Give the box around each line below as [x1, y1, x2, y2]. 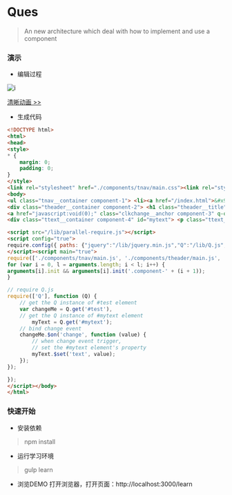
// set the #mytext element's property [32, 344, 147, 351]
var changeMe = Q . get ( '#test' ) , [19, 306, 113, 312]
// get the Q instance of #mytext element [19, 312, 144, 319]
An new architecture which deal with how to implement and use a [23, 27, 211, 35]
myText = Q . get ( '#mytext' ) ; [32, 319, 113, 326]
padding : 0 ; [19, 165, 54, 172]
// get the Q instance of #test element [19, 299, 137, 306]
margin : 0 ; [19, 158, 51, 166]
